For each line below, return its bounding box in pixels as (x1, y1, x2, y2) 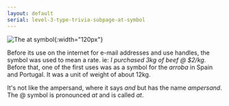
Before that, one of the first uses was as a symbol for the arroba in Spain (7, 63, 213, 71)
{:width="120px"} (53, 35, 104, 43)
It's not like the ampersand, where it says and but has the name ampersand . (7, 83, 223, 92)
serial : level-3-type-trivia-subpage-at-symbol (7, 16, 146, 23)
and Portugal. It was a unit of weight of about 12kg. (7, 70, 151, 79)
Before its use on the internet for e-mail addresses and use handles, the (7, 49, 210, 57)
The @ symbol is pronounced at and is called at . (7, 90, 144, 99)
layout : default (7, 10, 53, 17)
